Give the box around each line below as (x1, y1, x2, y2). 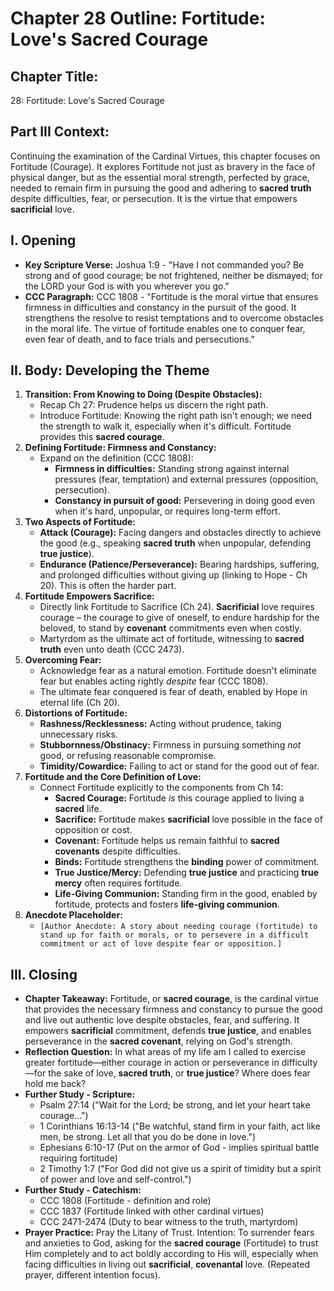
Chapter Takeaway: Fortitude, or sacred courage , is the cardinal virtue (24, 993, 319, 1005)
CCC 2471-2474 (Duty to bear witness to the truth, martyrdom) (39, 1216, 299, 1228)
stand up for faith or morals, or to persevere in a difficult (39, 930, 310, 941)
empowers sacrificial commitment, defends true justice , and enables (24, 1025, 312, 1037)
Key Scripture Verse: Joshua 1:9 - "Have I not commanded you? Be (24, 258, 305, 271)
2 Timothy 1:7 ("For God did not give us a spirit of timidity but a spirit (39, 1163, 322, 1175)
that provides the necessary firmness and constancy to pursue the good (24, 1003, 323, 1016)
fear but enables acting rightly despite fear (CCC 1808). (39, 675, 269, 687)
